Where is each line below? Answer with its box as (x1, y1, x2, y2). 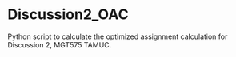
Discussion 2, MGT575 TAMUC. (7, 40, 112, 49)
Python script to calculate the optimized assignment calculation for (7, 32, 228, 41)
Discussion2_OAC (7, 6, 129, 24)
